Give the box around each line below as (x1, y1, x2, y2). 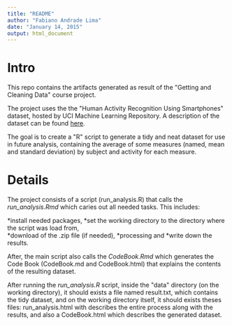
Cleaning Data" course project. (7, 90, 96, 99)
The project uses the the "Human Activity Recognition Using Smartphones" (7, 104, 224, 113)
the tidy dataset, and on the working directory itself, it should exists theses (7, 296, 222, 304)
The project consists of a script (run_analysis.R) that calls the (7, 196, 183, 204)
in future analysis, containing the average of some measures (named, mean (7, 140, 225, 149)
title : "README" (7, 10, 55, 18)
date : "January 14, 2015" (7, 23, 82, 30)
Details (7, 172, 49, 188)
